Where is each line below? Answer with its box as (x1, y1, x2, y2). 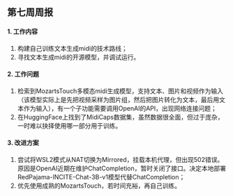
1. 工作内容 (7, 27, 38, 35)
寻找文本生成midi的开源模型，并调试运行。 (17, 53, 140, 61)
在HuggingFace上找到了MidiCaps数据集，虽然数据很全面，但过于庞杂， (17, 113, 224, 121)
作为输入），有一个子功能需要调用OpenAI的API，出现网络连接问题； (23, 104, 218, 113)
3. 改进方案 (7, 138, 40, 147)
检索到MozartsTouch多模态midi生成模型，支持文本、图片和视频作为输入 (17, 86, 224, 95)
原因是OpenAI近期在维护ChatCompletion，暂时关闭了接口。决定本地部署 (17, 164, 227, 172)
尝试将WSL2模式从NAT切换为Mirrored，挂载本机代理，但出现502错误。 (17, 156, 224, 163)
